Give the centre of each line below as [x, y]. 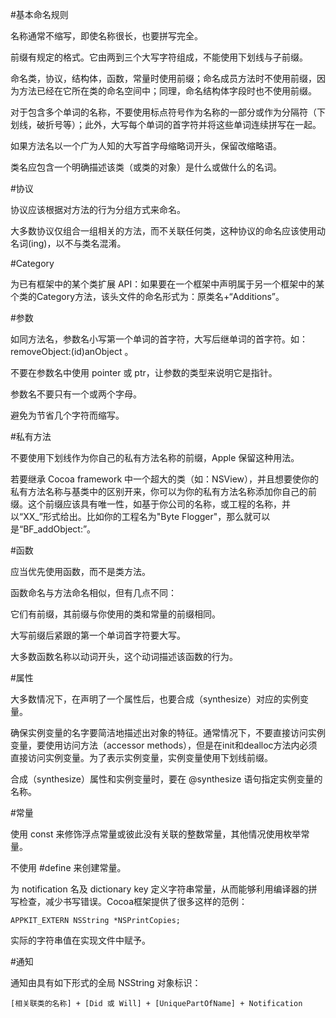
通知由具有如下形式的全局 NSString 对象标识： [106, 982]
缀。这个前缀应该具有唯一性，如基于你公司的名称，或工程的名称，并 [150, 504]
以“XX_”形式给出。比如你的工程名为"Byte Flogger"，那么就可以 [140, 516]
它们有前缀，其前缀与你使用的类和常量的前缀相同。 [115, 614]
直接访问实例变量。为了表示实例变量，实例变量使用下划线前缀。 [141, 757]
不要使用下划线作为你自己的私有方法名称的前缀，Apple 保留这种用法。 [155, 457]
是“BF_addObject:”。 [53, 529]
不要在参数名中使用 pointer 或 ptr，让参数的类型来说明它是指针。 [144, 372]
